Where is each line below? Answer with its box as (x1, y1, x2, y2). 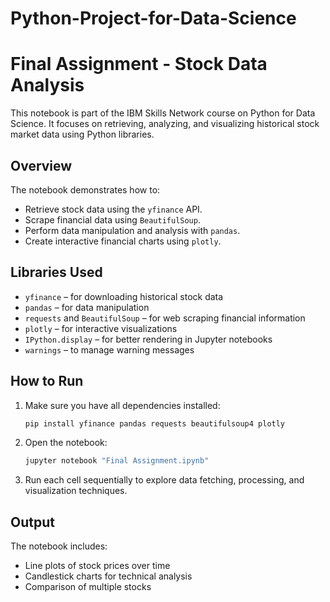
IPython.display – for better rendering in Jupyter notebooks (24, 333, 273, 345)
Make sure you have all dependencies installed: (24, 399, 221, 411)
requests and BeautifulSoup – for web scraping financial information (24, 312, 306, 324)
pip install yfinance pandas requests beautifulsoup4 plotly (24, 418, 286, 429)
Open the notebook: (24, 437, 108, 449)
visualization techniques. (24, 485, 128, 497)
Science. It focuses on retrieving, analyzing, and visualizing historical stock (10, 118, 320, 130)
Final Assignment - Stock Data (10, 53, 268, 76)
